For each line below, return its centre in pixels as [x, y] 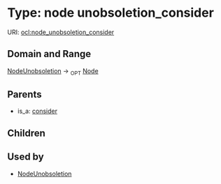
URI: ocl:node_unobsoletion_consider [61, 32]
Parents [24, 94]
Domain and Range [49, 54]
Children [26, 133]
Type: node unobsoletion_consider [111, 13]
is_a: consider [37, 111]
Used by [26, 157]
